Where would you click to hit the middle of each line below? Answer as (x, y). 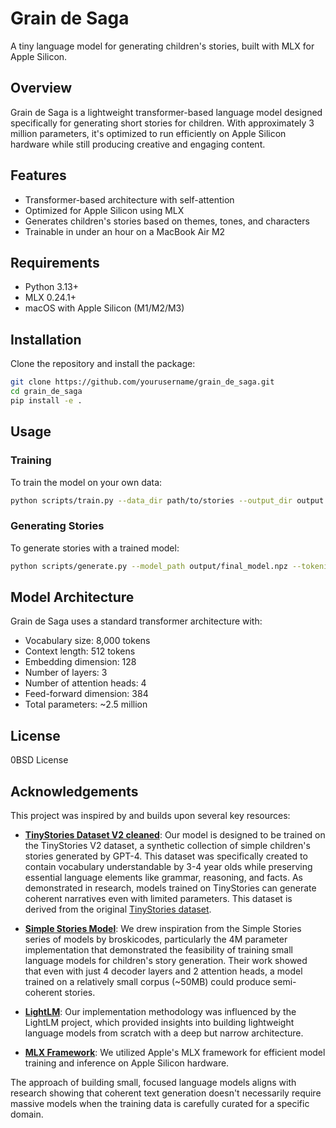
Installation (46, 339)
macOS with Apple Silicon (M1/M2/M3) (104, 308)
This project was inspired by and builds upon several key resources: (150, 815)
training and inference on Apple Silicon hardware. (127, 1063)
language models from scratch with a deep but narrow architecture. (164, 1033)
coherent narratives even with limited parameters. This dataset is (158, 898)
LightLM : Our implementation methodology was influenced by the (160, 1011)
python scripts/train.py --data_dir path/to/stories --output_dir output (167, 500)
